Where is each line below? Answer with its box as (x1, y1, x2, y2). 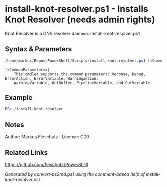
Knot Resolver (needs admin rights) (5, 14, 155, 25)
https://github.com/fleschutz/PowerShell (5, 161, 88, 167)
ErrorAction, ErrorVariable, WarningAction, (5, 76, 99, 81)
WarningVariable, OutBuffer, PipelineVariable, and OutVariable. (14, 80, 153, 85)
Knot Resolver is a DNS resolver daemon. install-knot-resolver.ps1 (5, 30, 140, 36)
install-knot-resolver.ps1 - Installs (5, 3, 148, 15)
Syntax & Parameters (5, 45, 72, 53)
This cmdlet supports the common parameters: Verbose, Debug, (14, 71, 146, 77)
